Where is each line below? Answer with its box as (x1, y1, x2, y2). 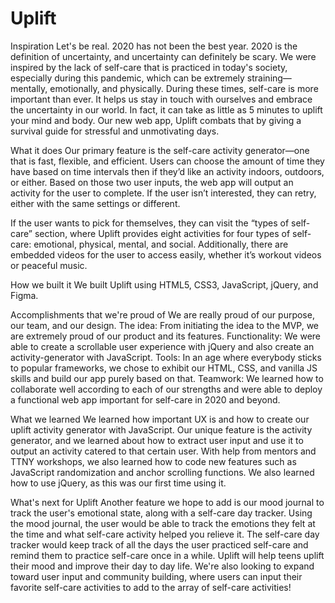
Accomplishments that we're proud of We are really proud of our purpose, (10, 308, 315, 321)
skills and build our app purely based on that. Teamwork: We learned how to (10, 372, 324, 384)
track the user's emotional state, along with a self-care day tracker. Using (10, 507, 313, 519)
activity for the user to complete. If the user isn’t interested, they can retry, (10, 187, 317, 199)
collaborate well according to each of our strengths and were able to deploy (10, 383, 323, 395)
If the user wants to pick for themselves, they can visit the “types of (10, 217, 290, 229)
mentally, (10, 82, 48, 94)
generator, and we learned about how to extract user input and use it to (10, 434, 304, 446)
